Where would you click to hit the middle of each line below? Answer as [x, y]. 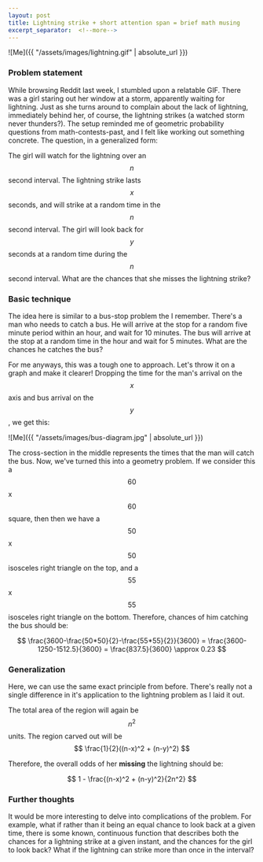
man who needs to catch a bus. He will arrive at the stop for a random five [128, 324]
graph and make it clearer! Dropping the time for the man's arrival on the [125, 373]
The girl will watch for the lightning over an [77, 155]
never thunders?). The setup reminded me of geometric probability [116, 124]
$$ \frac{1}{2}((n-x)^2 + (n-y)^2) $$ [132, 748]
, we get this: [29, 422]
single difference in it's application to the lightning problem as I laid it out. [126, 695]
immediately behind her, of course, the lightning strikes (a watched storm [126, 115]
